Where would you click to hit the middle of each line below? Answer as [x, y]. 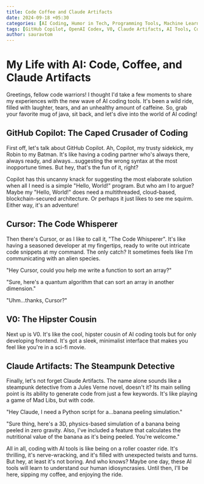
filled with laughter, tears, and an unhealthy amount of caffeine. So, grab [97, 108]
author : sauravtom [29, 35]
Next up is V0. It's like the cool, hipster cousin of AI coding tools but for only [101, 334]
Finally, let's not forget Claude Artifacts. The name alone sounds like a [94, 381]
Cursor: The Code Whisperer [62, 224]
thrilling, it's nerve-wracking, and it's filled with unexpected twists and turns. [102, 455]
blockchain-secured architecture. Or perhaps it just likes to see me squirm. [100, 198]
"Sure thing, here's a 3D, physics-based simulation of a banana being [93, 424]
